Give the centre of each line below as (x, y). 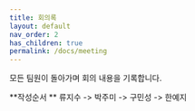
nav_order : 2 (34, 34)
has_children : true (46, 43)
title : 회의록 (33, 18)
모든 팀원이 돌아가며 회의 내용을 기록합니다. (86, 79)
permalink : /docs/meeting (58, 51)
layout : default (40, 26)
